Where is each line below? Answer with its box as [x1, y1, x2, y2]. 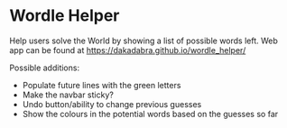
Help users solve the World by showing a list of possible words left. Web [9, 35, 278, 46]
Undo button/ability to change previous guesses [22, 98, 202, 109]
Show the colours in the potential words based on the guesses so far [22, 108, 279, 119]
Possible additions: [9, 62, 79, 73]
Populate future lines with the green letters [22, 79, 181, 90]
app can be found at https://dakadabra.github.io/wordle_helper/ [9, 44, 246, 55]
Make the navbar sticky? [22, 89, 115, 100]
